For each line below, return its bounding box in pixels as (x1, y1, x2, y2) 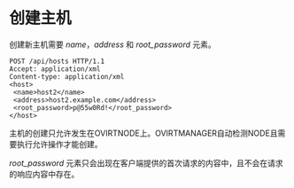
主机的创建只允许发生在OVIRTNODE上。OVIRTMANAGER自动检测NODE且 (9, 128, 278, 138)
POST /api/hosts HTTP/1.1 (9, 57, 104, 66)
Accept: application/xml (9, 64, 101, 74)
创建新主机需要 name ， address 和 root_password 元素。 (9, 39, 217, 50)
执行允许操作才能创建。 (16, 138, 103, 149)
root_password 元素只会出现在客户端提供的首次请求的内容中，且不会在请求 (9, 157, 283, 168)
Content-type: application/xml (9, 72, 125, 81)
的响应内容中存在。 (9, 168, 80, 179)
